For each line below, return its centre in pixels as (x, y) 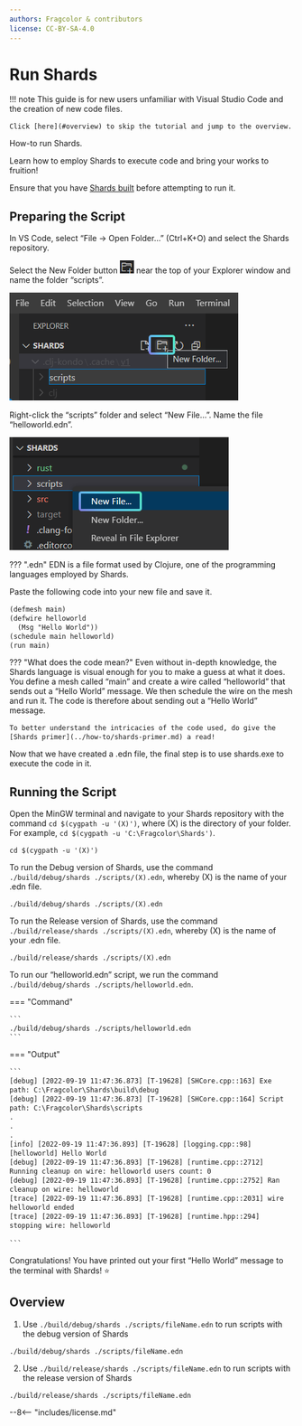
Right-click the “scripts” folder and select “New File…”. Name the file (136, 415)
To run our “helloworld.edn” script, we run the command (114, 975)
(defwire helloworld (48, 619)
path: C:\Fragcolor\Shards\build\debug (84, 1090)
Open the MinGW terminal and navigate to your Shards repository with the (147, 814)
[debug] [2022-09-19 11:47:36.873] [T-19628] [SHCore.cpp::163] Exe (141, 1081)
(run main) (30, 646)
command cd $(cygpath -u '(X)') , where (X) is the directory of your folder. (150, 823)
